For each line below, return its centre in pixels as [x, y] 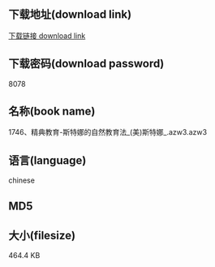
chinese [21, 180]
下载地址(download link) [70, 15]
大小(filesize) [42, 236]
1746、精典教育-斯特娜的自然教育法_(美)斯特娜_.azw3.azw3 [108, 132]
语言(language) [47, 160]
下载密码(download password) [86, 64]
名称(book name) [52, 112]
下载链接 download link [47, 36]
